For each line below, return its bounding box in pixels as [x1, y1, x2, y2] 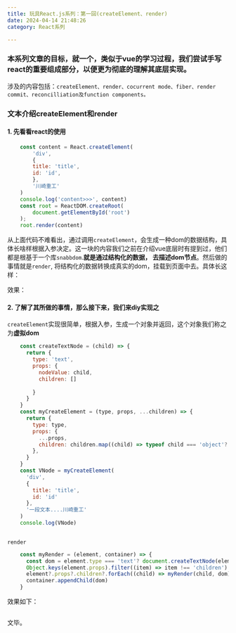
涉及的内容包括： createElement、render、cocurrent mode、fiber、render [7, 82, 216, 90]
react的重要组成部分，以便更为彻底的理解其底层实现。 [7, 65, 191, 75]
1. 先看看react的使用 [7, 127, 66, 136]
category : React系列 [7, 23, 65, 30]
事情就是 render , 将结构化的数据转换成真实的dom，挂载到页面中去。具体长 [7, 262, 221, 271]
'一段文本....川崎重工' [25, 506, 88, 513]
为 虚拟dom [7, 328, 40, 338]
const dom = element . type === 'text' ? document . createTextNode [25, 557, 216, 565]
